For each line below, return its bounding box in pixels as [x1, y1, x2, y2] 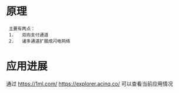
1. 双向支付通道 [8, 32, 49, 38]
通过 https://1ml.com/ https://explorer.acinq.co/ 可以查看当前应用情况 [6, 80, 173, 87]
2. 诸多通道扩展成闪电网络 [8, 38, 71, 44]
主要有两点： [8, 25, 35, 32]
